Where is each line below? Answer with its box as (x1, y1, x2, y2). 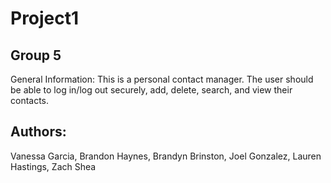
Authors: (10, 123, 67, 141)
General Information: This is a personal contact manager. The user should (10, 73, 314, 85)
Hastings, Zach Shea (10, 160, 97, 172)
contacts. (10, 95, 50, 106)
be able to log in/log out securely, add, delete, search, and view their (10, 84, 293, 96)
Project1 (10, 7, 80, 30)
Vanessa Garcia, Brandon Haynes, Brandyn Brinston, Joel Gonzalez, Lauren (10, 150, 322, 162)
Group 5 (10, 47, 62, 64)
